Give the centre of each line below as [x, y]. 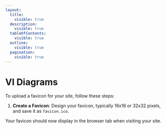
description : [24, 24]
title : [17, 15]
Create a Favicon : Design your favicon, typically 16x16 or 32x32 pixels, [87, 106]
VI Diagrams [32, 82]
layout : [13, 10]
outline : [19, 43]
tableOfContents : [28, 33]
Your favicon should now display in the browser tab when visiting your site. [83, 121]
